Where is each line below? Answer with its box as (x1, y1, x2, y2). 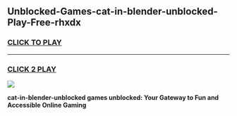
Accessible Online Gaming (7, 101, 87, 109)
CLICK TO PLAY (7, 38, 62, 48)
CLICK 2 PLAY (7, 64, 56, 74)
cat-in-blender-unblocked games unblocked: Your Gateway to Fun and (7, 93, 219, 101)
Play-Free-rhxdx (7, 17, 81, 29)
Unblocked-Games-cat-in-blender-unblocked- (7, 6, 219, 18)
